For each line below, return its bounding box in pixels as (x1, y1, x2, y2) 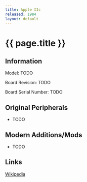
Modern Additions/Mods (5, 131, 83, 139)
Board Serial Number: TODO (5, 89, 63, 95)
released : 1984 (5, 12, 37, 17)
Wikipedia (5, 171, 26, 177)
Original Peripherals (5, 103, 68, 112)
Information (5, 57, 43, 65)
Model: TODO (5, 70, 33, 76)
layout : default (5, 16, 39, 21)
